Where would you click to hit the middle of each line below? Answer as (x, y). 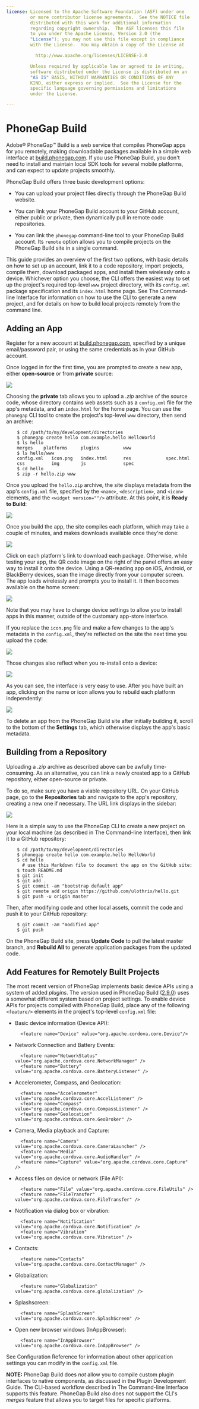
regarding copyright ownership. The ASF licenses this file (107, 28)
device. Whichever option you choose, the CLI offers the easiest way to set (98, 278)
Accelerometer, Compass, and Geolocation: (68, 1083)
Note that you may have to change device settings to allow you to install (94, 609)
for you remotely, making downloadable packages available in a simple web (99, 151)
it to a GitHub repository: (36, 838)
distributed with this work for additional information (100, 23)
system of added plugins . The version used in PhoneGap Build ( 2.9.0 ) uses (98, 993)
